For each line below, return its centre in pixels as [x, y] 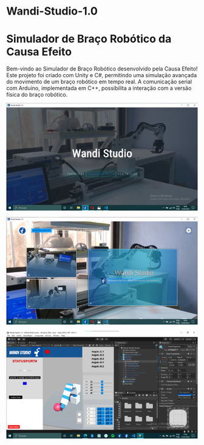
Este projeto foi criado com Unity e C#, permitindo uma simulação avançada [102, 75]
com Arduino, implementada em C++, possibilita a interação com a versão [99, 88]
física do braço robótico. [37, 95]
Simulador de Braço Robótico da [89, 39]
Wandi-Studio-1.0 [52, 11]
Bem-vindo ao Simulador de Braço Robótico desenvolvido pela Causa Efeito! [102, 69]
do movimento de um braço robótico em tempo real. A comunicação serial [99, 82]
